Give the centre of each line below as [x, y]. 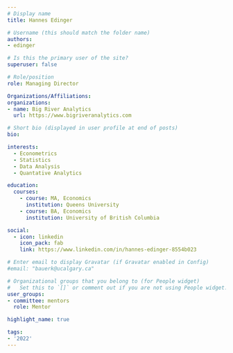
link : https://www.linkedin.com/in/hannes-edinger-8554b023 [108, 250]
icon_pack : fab [42, 243]
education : [23, 186]
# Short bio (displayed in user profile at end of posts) [93, 128]
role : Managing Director [43, 83]
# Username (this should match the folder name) [79, 33]
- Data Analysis [37, 166]
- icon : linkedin [38, 237]
